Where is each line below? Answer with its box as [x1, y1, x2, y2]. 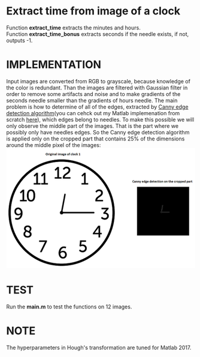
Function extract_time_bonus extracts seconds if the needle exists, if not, [6, 30, 189, 37]
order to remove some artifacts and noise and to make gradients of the [6, 90, 181, 97]
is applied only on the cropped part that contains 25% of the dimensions [6, 135, 185, 142]
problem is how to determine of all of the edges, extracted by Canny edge [6, 103, 189, 110]
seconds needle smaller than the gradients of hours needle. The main [6, 97, 178, 104]
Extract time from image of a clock [6, 4, 181, 18]
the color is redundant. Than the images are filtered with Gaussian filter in [6, 84, 188, 91]
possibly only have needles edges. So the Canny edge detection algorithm [6, 128, 190, 136]
